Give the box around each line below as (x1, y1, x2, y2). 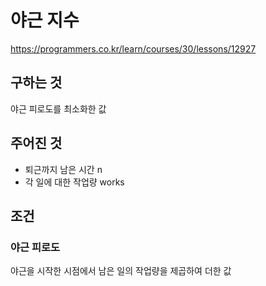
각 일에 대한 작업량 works (24, 176, 125, 188)
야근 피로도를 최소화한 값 (10, 102, 107, 115)
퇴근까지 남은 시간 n (24, 163, 103, 175)
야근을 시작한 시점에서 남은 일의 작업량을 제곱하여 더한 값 (10, 265, 232, 277)
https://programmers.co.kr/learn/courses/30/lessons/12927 (10, 42, 257, 55)
